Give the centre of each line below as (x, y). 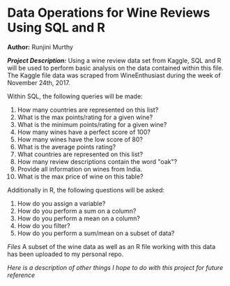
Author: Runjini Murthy (40, 47)
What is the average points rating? (67, 146)
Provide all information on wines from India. (80, 169)
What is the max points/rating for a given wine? (85, 117)
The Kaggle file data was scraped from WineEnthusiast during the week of (114, 75)
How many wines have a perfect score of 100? (84, 132)
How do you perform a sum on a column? (77, 211)
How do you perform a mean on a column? (79, 218)
